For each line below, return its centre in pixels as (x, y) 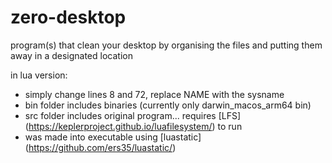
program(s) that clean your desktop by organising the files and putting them (166, 45)
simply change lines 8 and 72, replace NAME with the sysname (154, 94)
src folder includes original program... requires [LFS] (133, 115)
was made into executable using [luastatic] (113, 137)
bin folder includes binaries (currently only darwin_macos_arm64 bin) (168, 105)
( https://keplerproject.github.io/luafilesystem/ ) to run (133, 126)
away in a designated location (71, 55)
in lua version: (39, 75)
